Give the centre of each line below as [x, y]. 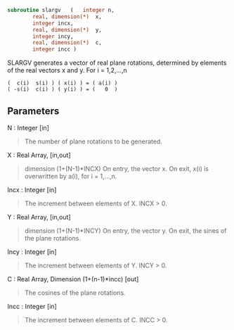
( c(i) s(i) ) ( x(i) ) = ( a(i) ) [63, 83]
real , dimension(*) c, [67, 43]
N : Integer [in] [28, 127]
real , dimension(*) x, [67, 17]
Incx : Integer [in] [32, 189]
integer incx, [53, 23]
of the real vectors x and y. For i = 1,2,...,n [67, 70]
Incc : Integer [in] [32, 306]
